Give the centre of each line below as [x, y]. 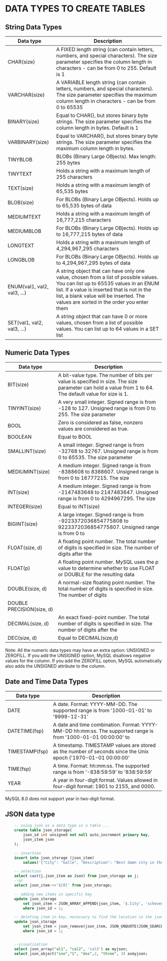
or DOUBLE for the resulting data [96, 574]
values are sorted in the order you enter [102, 302]
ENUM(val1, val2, [28, 287]
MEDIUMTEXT [24, 217]
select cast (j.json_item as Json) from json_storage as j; [77, 876]
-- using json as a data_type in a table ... [62, 826]
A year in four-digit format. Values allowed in [105, 780]
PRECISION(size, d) [31, 609]
